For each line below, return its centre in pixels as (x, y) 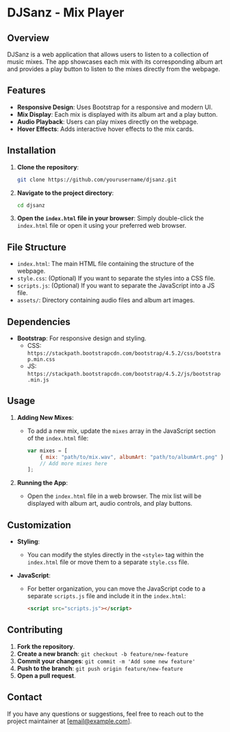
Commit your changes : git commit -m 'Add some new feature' (106, 661)
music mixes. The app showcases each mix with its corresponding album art (115, 62)
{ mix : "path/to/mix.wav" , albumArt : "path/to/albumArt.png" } (132, 457)
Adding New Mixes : (45, 417)
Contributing (35, 630)
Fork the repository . (46, 646)
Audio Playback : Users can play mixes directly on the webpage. (107, 121)
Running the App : (42, 483)
